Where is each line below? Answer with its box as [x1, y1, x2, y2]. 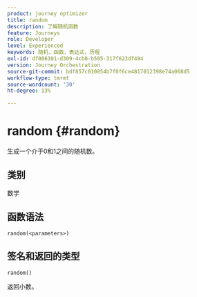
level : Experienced [7, 42, 64, 49]
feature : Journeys [7, 29, 60, 37]
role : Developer [7, 36, 54, 43]
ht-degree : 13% [7, 87, 51, 94]
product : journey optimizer [7, 10, 88, 17]
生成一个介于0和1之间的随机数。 [7, 147, 99, 156]
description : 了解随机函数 [7, 23, 79, 30]
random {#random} [7, 123, 121, 139]
